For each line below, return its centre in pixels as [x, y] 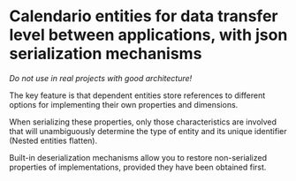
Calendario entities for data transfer [144, 16]
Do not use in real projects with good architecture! [101, 78]
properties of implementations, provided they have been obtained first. [138, 167]
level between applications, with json [148, 35]
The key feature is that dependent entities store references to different [137, 95]
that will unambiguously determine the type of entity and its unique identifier [148, 131]
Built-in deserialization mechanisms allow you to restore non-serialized [138, 157]
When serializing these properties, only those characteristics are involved [143, 122]
